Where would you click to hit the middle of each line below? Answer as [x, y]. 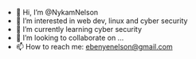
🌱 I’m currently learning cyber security [78, 29]
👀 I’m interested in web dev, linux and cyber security [102, 21]
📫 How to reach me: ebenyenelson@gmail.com [94, 47]
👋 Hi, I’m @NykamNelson [57, 12]
